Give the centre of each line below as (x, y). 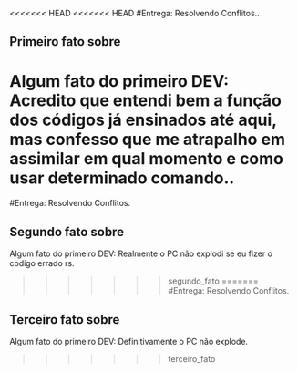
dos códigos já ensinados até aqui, (143, 120)
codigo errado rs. (42, 263)
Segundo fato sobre (67, 232)
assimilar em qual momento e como (147, 158)
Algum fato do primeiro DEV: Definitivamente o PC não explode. (129, 341)
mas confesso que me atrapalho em (147, 139)
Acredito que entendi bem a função (146, 100)
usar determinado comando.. (122, 178)
